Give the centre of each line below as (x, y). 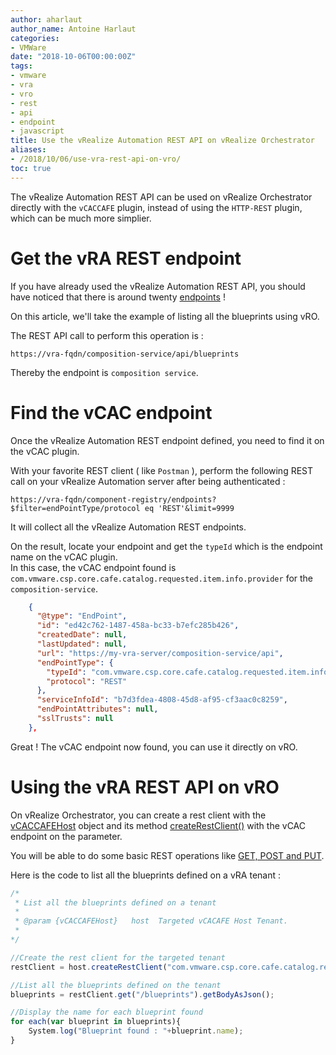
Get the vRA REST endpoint (126, 258)
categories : (35, 38)
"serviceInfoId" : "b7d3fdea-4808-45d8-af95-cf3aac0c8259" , (162, 700)
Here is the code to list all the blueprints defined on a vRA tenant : (146, 875)
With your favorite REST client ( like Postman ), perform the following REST (162, 470)
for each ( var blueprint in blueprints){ (96, 1022)
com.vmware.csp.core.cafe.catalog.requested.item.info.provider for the (162, 578)
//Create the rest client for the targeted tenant (118, 957)
